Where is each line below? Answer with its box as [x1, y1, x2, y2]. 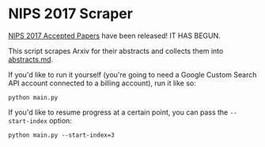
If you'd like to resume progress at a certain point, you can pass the [8, 107, 229, 117]
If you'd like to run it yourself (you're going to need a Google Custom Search [8, 70, 257, 79]
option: [48, 115, 73, 125]
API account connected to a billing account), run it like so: [8, 78, 196, 88]
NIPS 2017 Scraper [8, 5, 133, 23]
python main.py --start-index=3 [8, 131, 115, 139]
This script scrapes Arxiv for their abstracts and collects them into [8, 46, 224, 55]
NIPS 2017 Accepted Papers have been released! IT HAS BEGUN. [8, 31, 221, 40]
